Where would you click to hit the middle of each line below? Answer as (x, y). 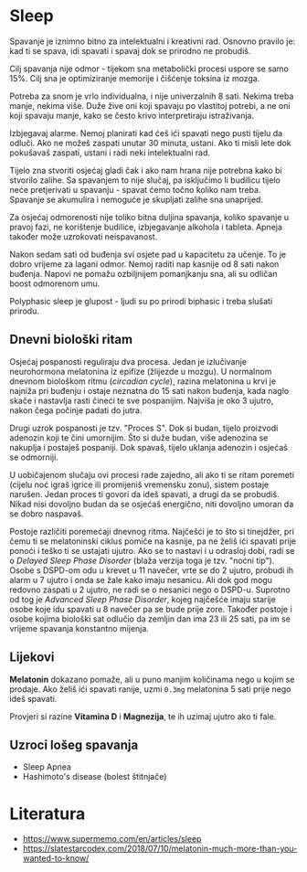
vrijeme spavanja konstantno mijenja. (79, 628)
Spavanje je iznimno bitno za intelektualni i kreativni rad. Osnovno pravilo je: (153, 41)
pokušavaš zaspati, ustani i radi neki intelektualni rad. (110, 153)
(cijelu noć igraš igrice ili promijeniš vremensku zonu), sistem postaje (139, 484)
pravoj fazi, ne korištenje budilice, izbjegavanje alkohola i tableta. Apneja (146, 227)
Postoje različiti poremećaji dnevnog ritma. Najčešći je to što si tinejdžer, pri (152, 531)
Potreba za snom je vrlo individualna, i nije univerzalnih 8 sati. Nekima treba (152, 96)
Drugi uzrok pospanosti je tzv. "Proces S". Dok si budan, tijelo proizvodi (144, 428)
